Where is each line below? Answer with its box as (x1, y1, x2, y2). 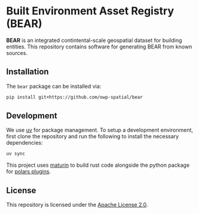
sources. (6, 49, 28, 56)
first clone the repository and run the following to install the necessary (6, 133, 179, 140)
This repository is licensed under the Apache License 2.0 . (6, 201, 148, 209)
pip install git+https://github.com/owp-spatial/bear (6, 94, 143, 100)
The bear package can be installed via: (6, 82, 102, 90)
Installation (6, 67, 49, 77)
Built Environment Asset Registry (6, 4, 174, 18)
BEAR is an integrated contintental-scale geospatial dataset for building (6, 36, 182, 44)
